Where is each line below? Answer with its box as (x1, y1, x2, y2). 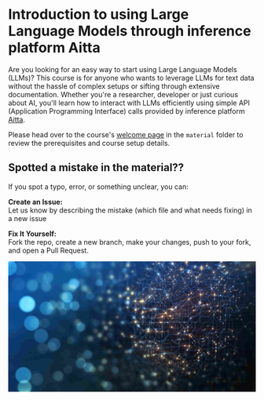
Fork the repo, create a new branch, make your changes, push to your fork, (8, 237, 251, 246)
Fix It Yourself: (8, 229, 57, 238)
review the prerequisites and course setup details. (8, 138, 170, 147)
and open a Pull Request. (8, 245, 89, 255)
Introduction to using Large (8, 5, 189, 24)
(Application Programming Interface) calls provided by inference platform (8, 106, 245, 115)
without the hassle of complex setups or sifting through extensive (8, 81, 220, 91)
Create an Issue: (8, 197, 63, 206)
